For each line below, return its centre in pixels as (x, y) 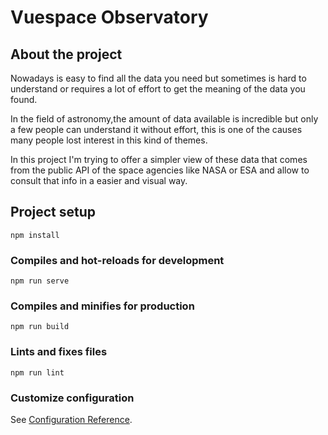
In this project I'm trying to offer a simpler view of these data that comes (159, 159)
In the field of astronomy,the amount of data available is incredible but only (164, 119)
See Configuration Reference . (71, 419)
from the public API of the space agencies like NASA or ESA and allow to (160, 170)
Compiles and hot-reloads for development (117, 260)
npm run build (40, 327)
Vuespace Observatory (109, 17)
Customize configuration (72, 398)
